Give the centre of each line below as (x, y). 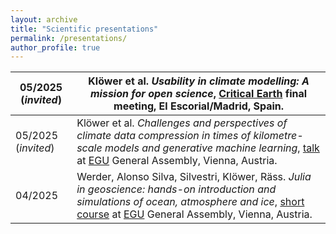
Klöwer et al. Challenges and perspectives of (182, 123)
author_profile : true (55, 47)
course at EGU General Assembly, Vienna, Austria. (194, 214)
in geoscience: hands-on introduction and (176, 189)
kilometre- (278, 136)
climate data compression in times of (164, 136)
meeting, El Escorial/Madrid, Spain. (199, 106)
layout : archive (44, 19)
